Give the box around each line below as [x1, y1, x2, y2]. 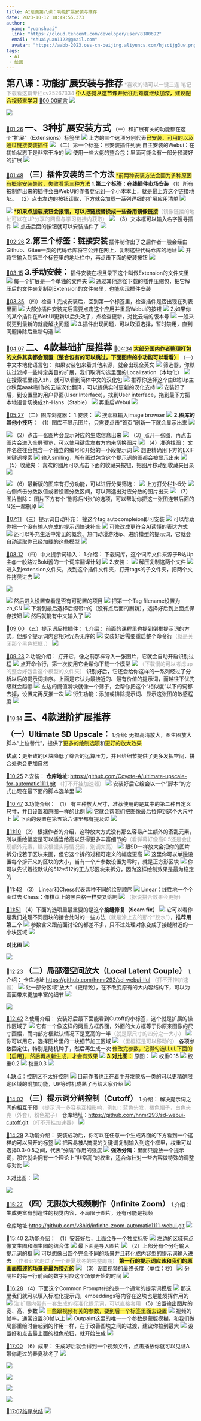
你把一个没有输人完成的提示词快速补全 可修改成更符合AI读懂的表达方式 [6, 523, 188, 530]
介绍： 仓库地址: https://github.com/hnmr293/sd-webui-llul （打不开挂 [6, 976, 178, 983]
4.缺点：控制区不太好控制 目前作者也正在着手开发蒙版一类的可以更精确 [6, 1073, 188, 1080]
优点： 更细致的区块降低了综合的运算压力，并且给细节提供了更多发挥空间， [6, 752, 190, 759]
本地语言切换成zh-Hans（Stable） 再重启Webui [6, 398, 130, 405]
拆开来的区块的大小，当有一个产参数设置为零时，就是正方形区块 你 [22, 858, 193, 865]
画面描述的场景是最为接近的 [6, 1265, 75, 1272]
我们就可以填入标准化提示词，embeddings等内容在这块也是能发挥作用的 [11, 1292, 189, 1299]
